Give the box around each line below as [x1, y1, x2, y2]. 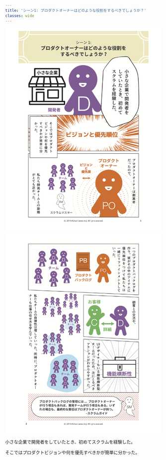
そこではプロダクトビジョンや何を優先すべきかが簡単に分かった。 [5, 450, 140, 456]
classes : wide [5, 13, 35, 18]
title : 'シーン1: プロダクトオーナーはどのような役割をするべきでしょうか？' [5, 8, 147, 13]
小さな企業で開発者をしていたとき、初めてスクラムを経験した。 [5, 439, 136, 445]
